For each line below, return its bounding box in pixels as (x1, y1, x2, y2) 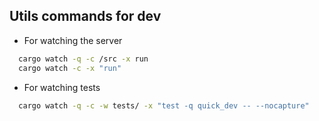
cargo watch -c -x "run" (18, 63, 122, 73)
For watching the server (23, 34, 123, 46)
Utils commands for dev (9, 8, 162, 25)
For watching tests (23, 81, 101, 93)
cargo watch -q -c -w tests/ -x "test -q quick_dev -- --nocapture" (18, 100, 310, 111)
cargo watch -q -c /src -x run (18, 54, 149, 64)
